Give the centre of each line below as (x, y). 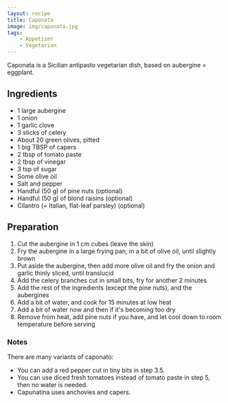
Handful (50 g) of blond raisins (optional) (75, 198)
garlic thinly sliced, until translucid (65, 273)
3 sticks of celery (42, 132)
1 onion (27, 118)
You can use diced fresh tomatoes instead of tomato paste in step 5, (114, 377)
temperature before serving (56, 324)
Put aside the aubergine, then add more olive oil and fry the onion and (116, 265)
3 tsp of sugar (37, 168)
